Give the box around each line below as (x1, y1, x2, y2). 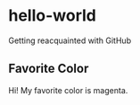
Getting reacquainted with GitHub (8, 35, 131, 46)
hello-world (8, 5, 97, 26)
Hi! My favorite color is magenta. (8, 84, 128, 95)
